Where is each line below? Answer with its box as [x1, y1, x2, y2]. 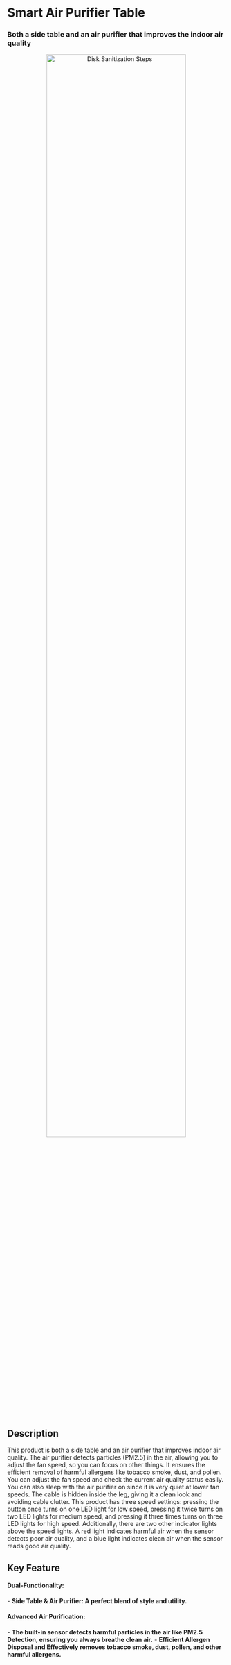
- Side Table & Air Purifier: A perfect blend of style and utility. [7, 1596, 187, 1605]
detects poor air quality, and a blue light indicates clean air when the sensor [7, 1535, 223, 1543]
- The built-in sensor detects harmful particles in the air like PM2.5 [7, 1628, 203, 1637]
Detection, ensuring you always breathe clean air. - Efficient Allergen [7, 1636, 210, 1644]
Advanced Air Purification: [7, 1612, 86, 1621]
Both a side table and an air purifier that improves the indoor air [7, 30, 224, 40]
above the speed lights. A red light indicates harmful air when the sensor [7, 1527, 214, 1535]
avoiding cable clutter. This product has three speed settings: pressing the [7, 1498, 219, 1506]
